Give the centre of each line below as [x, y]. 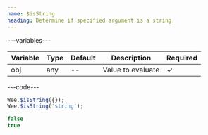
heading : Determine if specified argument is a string [90, 20]
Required [182, 58]
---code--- [23, 87]
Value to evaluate [131, 70]
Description [131, 58]
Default [83, 58]
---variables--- [29, 40]
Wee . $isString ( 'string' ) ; [45, 106]
